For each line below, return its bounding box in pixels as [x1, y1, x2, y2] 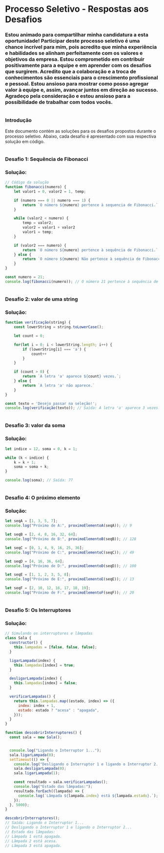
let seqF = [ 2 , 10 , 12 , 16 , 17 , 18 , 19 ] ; [5, 586, 91, 591]
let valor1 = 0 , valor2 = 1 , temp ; [14, 189, 86, 194]
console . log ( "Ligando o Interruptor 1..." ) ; [9, 748, 102, 753]
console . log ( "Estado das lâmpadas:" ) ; [14, 784, 93, 789]
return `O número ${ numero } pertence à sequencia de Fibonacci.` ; [22, 202, 161, 207]
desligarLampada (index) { [9, 676, 62, 681]
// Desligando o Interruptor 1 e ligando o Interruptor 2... [5, 825, 132, 830]
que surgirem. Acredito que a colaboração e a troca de [5, 68, 137, 75]
